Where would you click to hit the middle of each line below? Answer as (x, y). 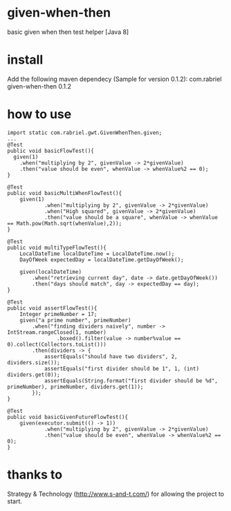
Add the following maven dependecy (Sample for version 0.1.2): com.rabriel (114, 79)
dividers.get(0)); (34, 375)
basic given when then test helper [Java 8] (68, 32)
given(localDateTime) (50, 272)
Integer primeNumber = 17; (58, 314)
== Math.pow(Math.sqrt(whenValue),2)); (65, 223)
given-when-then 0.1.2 (39, 86)
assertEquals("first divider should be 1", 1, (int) (121, 369)
